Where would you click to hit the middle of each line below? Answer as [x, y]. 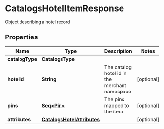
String [49, 79]
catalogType [22, 59]
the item [114, 111]
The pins [114, 99]
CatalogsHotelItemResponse [65, 9]
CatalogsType [58, 59]
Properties [21, 37]
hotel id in [115, 73]
